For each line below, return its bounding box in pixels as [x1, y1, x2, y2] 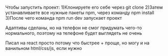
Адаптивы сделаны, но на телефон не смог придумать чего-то [5, 25, 142, 31]
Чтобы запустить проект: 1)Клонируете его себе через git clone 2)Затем [5, 5, 163, 10]
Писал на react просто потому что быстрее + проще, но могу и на [5, 40, 150, 46]
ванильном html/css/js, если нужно [5, 45, 82, 51]
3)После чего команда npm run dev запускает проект [5, 15, 123, 21]
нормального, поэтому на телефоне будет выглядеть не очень [5, 30, 142, 36]
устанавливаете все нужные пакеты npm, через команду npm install [5, 10, 154, 16]
